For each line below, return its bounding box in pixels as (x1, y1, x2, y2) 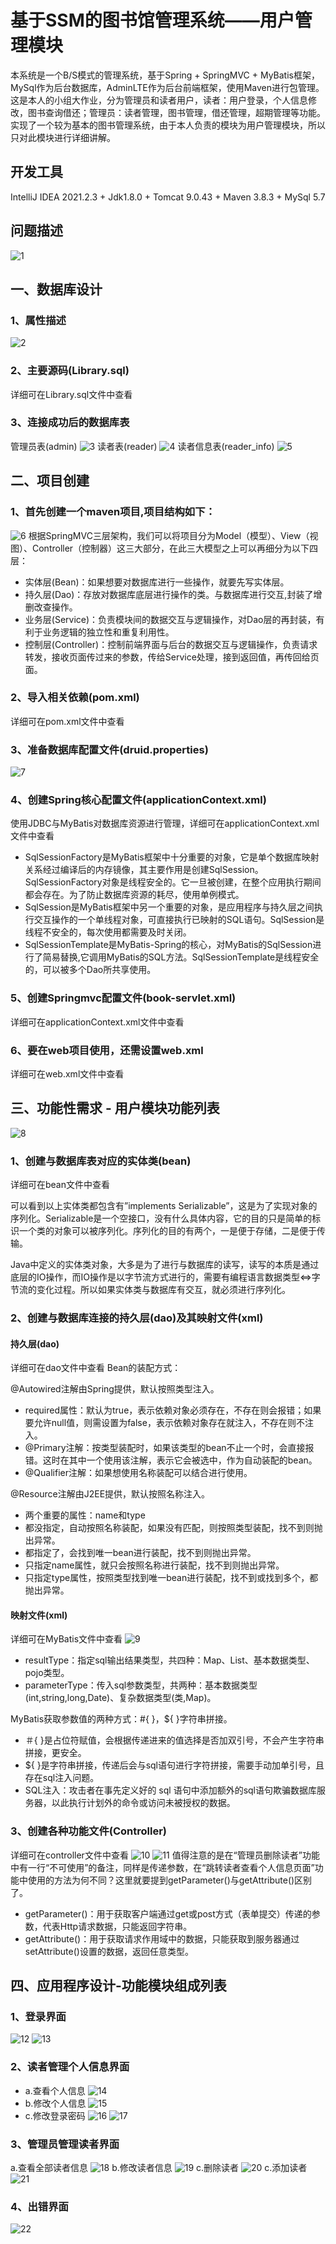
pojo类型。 (24, 1667, 70, 1679)
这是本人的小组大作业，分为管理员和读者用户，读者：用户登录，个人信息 (10, 94, 308, 106)
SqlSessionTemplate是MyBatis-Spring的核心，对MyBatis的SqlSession (24, 939, 313, 951)
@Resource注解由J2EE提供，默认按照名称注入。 (10, 1488, 211, 1500)
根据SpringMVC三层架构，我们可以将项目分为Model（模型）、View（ (28, 529, 310, 541)
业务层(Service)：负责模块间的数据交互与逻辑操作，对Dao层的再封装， (24, 613, 317, 625)
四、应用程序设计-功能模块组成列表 (10, 1977, 227, 1995)
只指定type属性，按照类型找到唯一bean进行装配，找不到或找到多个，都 (24, 1572, 319, 1584)
